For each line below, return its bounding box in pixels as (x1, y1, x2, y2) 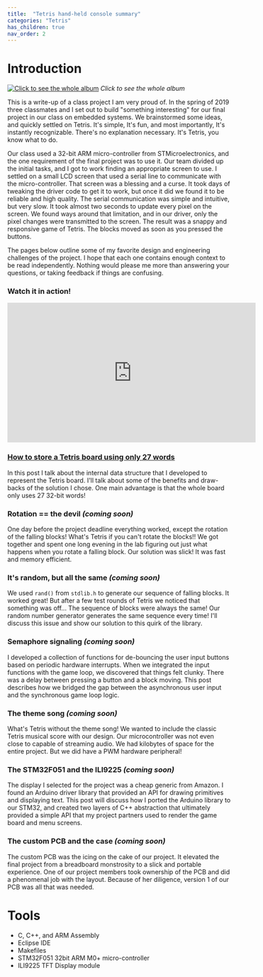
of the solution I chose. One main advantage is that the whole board (26, 483, 225, 492)
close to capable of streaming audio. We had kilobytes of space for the (7, 739, 215, 748)
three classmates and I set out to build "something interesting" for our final (7, 106, 225, 114)
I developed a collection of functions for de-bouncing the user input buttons (7, 653, 230, 661)
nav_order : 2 (7, 30, 46, 38)
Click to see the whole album (100, 84, 186, 93)
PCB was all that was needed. (7, 883, 94, 891)
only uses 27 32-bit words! (7, 491, 86, 499)
